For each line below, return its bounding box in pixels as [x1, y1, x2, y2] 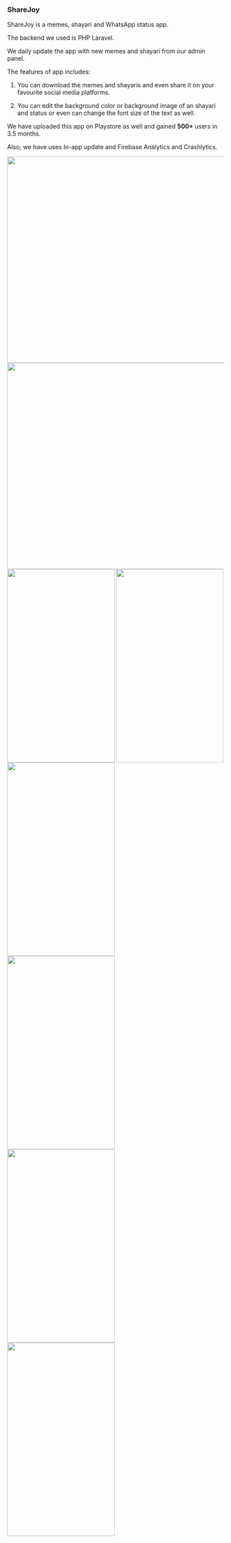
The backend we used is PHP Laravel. [7, 34, 115, 42]
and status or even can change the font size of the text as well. [16, 109, 196, 118]
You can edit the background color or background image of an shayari [16, 102, 217, 110]
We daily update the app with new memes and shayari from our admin [7, 47, 206, 56]
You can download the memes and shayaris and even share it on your [16, 81, 214, 89]
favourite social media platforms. [16, 88, 110, 97]
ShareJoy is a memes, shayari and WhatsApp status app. [7, 21, 168, 29]
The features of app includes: [7, 67, 91, 76]
